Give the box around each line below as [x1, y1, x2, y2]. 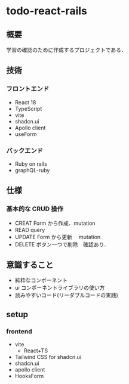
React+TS [23, 347, 48, 354]
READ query [14, 226, 45, 233]
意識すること [6, 260, 54, 270]
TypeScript [14, 105, 42, 112]
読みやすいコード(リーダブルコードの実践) [14, 292, 118, 299]
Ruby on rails [14, 160, 48, 168]
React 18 [14, 98, 36, 106]
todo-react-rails [6, 4, 88, 18]
